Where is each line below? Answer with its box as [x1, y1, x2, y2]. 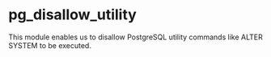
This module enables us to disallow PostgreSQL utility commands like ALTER [8, 32, 263, 42]
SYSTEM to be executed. [8, 40, 91, 50]
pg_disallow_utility [8, 6, 138, 24]
